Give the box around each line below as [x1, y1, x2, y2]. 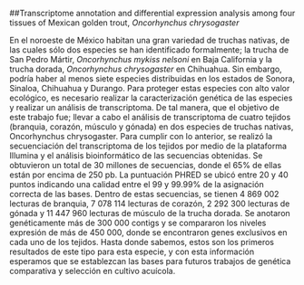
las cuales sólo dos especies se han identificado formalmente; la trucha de [9, 44, 289, 55]
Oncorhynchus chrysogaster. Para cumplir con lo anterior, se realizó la [9, 131, 273, 141]
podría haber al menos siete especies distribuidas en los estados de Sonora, [9, 73, 295, 84]
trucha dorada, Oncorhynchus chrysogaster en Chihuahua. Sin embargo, [9, 63, 283, 74]
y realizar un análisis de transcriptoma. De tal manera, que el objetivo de [9, 102, 279, 112]
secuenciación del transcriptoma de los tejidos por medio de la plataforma [9, 140, 288, 151]
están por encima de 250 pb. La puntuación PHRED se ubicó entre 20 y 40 [9, 169, 289, 180]
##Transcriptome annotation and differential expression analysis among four [9, 8, 296, 18]
